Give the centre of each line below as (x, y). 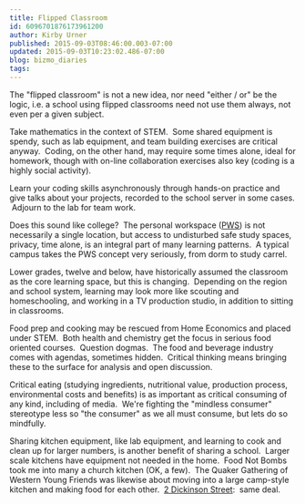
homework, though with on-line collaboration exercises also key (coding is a (152, 160)
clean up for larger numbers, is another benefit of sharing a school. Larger (150, 450)
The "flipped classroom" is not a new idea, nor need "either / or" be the (143, 94)
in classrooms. (37, 310)
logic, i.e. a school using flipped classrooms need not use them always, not (150, 104)
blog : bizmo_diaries (49, 60)
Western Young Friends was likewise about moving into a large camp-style (149, 479)
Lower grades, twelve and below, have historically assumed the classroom (149, 272)
